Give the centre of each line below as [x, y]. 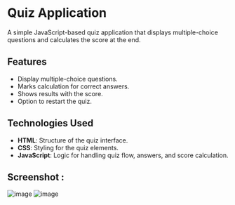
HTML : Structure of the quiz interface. [73, 140]
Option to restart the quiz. [55, 101]
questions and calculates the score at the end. [74, 39]
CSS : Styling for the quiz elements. [68, 147]
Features [27, 62]
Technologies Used [50, 123]
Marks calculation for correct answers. [73, 86]
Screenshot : [36, 177]
